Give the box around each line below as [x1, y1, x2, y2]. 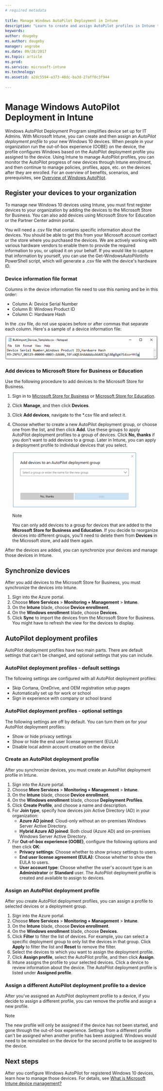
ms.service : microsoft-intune [5, 64, 66, 69]
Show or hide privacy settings [12, 733, 72, 739]
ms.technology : [5, 70, 36, 75]
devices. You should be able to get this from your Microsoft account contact [5, 232, 157, 238]
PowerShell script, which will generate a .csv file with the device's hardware [5, 258, 157, 263]
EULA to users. [19, 859, 49, 865]
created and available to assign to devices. [19, 875, 105, 881]
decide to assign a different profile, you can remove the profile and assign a [5, 998, 156, 1004]
